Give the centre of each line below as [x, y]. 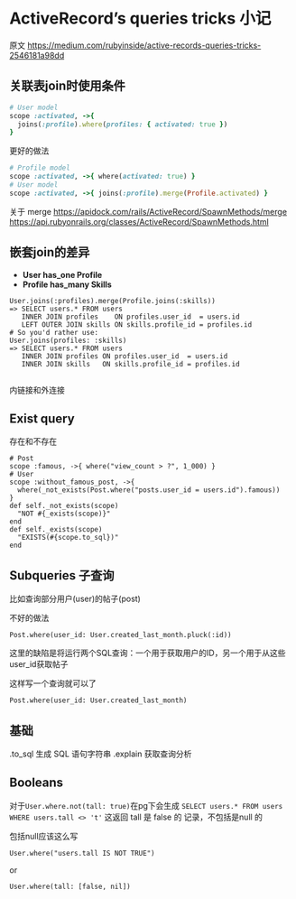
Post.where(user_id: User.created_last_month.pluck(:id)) [120, 635]
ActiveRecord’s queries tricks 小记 [140, 19]
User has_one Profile [62, 274]
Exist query [42, 418]
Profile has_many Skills [67, 284]
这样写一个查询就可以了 [53, 683]
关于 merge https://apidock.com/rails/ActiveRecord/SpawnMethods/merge [148, 211]
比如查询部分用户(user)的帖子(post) [75, 599]
